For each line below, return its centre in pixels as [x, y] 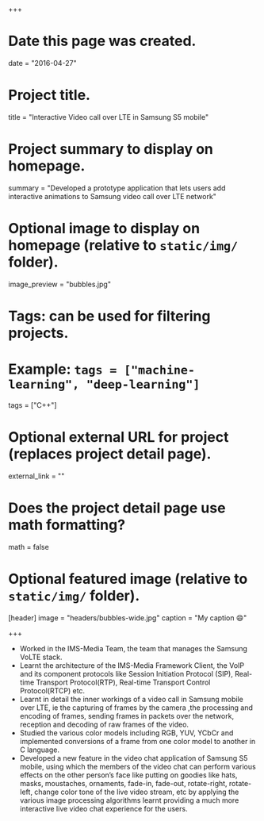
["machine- [160, 370]
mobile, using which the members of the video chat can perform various [138, 766]
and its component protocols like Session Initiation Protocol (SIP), [126, 673]
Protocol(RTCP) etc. [52, 690]
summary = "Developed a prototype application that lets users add [117, 188]
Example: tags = [63, 369]
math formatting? [67, 525]
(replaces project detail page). [110, 454]
